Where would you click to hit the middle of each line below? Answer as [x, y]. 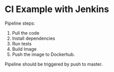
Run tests [22, 43]
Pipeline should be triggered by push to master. [54, 64]
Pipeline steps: [20, 23]
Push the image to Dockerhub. [43, 54]
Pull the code [26, 33]
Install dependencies [34, 38]
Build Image [24, 49]
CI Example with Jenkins [57, 9]
